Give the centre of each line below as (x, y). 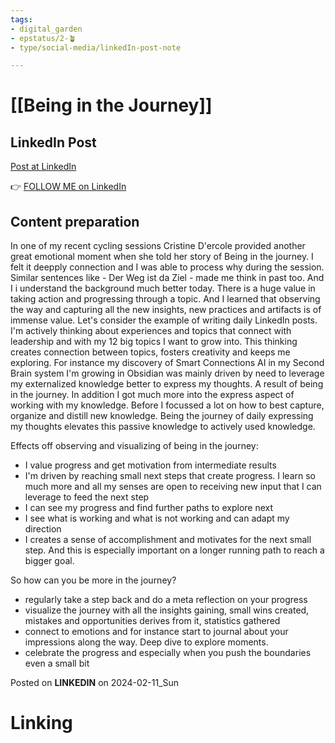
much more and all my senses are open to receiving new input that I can (173, 487)
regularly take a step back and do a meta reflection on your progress (166, 600)
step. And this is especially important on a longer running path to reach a (174, 550)
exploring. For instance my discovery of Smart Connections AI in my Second (167, 363)
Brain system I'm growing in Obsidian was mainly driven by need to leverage (167, 373)
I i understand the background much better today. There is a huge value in (163, 288)
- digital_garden (46, 29)
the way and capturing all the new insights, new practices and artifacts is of (166, 310)
